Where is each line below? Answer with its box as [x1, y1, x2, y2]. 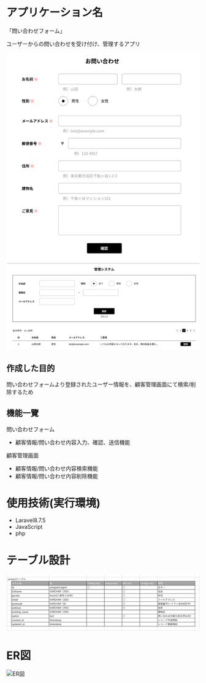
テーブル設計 [6, 553, 71, 567]
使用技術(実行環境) [6, 496, 101, 510]
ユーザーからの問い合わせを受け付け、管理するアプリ [6, 40, 141, 47]
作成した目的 [6, 363, 55, 373]
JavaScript [15, 523, 43, 531]
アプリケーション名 [6, 6, 103, 20]
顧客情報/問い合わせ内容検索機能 [15, 464, 98, 472]
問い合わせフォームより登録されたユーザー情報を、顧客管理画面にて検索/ [6, 380, 191, 388]
